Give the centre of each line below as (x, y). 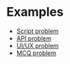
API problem (34, 38)
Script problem (37, 31)
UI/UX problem (37, 45)
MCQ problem (36, 53)
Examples (35, 12)
